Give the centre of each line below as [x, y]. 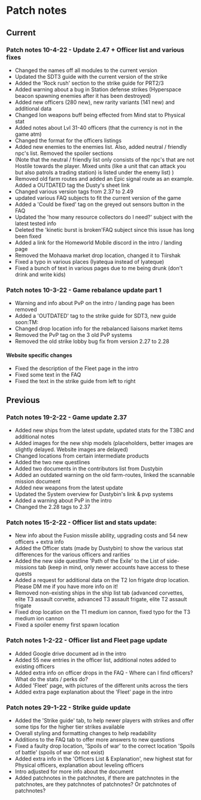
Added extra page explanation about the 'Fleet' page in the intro [94, 692]
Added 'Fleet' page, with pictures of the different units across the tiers [101, 685]
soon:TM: [27, 323]
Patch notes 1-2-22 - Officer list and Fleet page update [87, 640]
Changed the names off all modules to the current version [86, 70]
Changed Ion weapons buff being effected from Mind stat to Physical [100, 115]
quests [23, 574]
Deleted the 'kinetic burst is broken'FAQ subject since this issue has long [104, 229]
